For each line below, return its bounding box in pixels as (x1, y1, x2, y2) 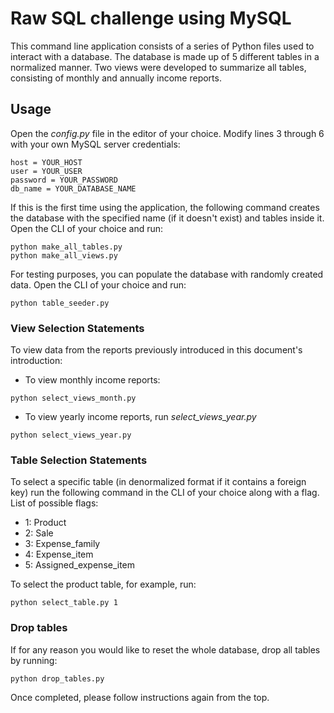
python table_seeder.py (10, 298, 110, 308)
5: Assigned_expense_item (24, 559, 136, 571)
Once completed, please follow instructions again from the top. (10, 691, 270, 703)
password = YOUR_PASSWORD (10, 175, 118, 185)
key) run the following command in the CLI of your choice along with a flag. (10, 487, 320, 499)
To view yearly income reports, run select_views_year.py (24, 411, 257, 423)
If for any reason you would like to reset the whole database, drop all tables (10, 643, 321, 656)
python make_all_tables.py (10, 242, 123, 252)
